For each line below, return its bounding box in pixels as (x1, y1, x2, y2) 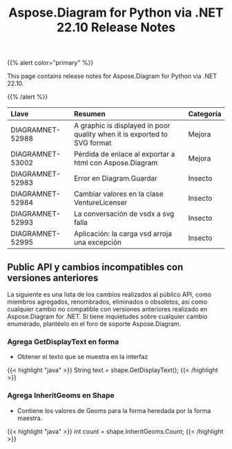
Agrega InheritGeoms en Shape (7, 391, 115, 401)
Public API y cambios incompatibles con (7, 261, 184, 273)
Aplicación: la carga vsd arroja (73, 229, 173, 239)
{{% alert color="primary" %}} (7, 59, 94, 67)
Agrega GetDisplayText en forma (7, 337, 119, 347)
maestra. (17, 414, 43, 422)
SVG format (73, 138, 112, 148)
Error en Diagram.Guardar (73, 174, 157, 183)
